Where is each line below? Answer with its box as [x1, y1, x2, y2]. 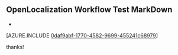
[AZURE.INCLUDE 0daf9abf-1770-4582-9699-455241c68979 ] [6, 32, 158, 39]
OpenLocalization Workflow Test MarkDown [6, 5, 173, 15]
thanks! [6, 43, 25, 50]
